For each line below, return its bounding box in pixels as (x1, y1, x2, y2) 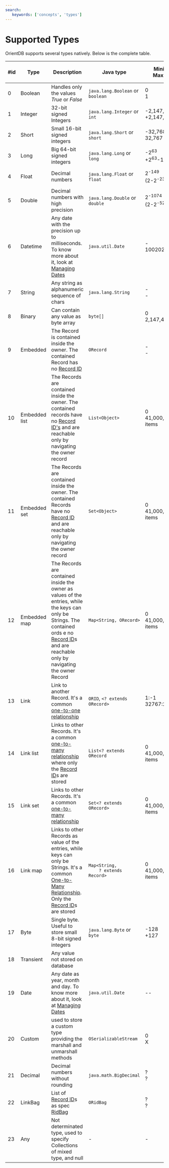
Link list (20, 750, 39, 757)
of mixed (51, 1148, 72, 1155)
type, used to (51, 1129, 82, 1136)
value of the (51, 839, 79, 846)
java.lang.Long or (88, 150, 131, 157)
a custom (51, 1023, 73, 1030)
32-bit (51, 104, 67, 111)
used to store (51, 1017, 82, 1024)
